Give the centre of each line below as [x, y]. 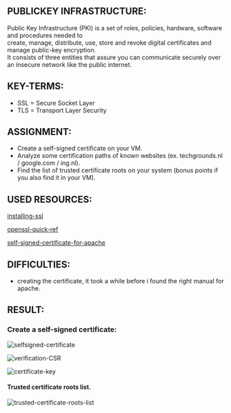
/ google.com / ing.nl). [49, 163]
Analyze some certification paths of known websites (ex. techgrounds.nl [120, 156]
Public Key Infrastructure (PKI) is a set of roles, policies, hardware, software [115, 28]
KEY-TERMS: [36, 87]
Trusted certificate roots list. [49, 387]
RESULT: [26, 310]
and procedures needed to [45, 35]
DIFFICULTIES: [39, 264]
